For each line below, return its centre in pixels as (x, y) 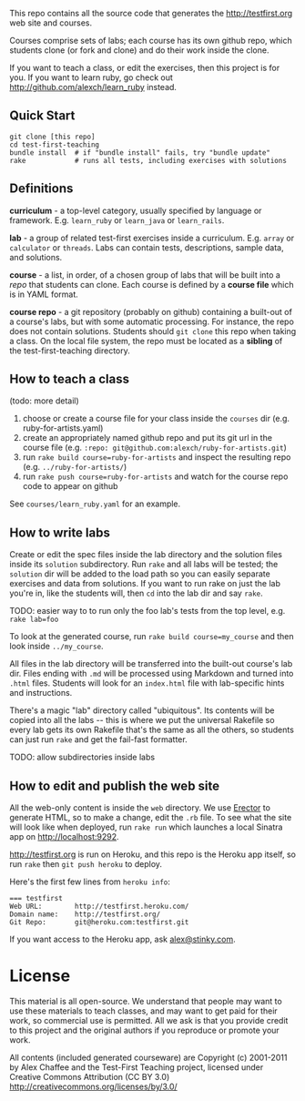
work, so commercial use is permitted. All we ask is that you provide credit (149, 1020)
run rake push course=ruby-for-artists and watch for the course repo (155, 476)
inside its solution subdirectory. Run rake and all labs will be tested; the (144, 565)
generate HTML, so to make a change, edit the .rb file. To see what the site (151, 818)
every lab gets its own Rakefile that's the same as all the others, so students (152, 730)
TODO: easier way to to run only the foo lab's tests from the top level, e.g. (147, 611)
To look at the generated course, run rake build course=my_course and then (152, 637)
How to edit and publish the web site (115, 785)
